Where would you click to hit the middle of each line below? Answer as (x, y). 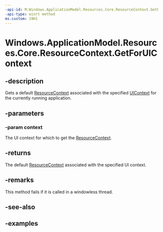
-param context (24, 127)
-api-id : (14, 9)
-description (24, 81)
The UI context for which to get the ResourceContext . (58, 138)
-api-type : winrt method (30, 14)
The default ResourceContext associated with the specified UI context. (76, 165)
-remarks (19, 180)
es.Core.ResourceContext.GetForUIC (81, 53)
